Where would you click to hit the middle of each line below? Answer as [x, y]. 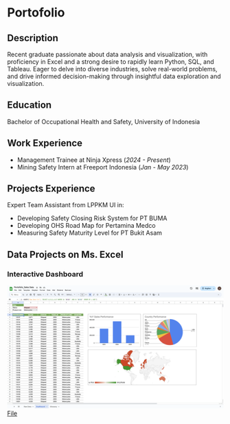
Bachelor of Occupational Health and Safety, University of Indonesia [104, 121]
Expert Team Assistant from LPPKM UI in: [66, 205]
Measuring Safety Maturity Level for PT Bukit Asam [90, 233]
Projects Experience [51, 189]
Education [30, 105]
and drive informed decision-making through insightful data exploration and [114, 76]
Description [33, 38]
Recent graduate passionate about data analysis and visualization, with [107, 54]
